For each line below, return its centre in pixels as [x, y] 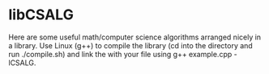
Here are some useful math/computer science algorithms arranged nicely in [135, 37]
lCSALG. [22, 63]
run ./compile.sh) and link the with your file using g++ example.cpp [120, 54]
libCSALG [41, 15]
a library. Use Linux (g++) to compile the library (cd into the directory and [130, 45]
